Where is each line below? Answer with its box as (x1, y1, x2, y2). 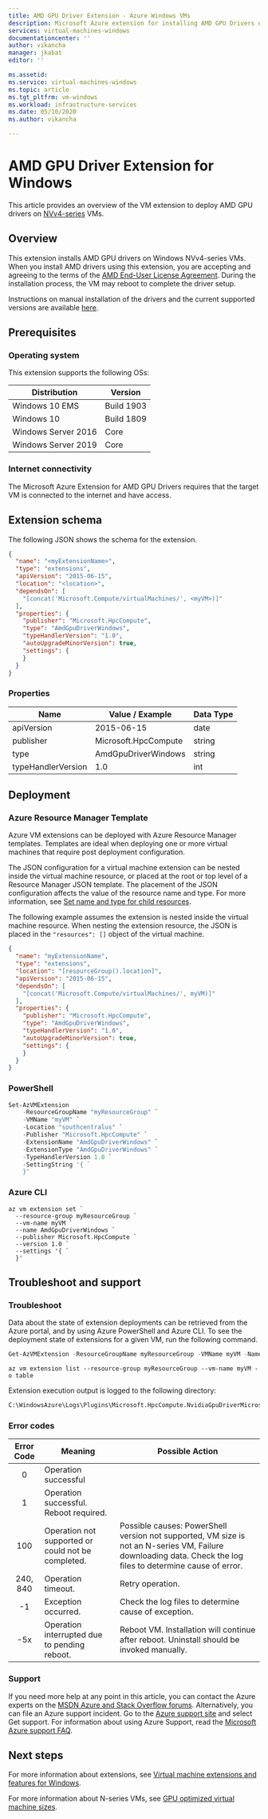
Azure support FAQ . (8, 1725, 73, 1735)
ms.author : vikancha (8, 115, 77, 124)
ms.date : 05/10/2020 (8, 108, 77, 116)
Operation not (44, 1525, 97, 1537)
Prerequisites (8, 326, 77, 340)
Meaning (61, 1445, 96, 1457)
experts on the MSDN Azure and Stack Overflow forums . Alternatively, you (8, 1700, 254, 1709)
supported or (44, 1535, 93, 1546)
